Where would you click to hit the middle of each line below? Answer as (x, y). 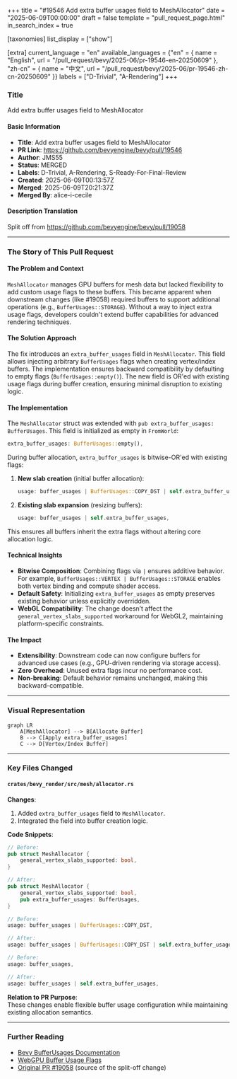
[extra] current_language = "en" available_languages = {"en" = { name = (112, 53)
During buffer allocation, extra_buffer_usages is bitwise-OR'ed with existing (117, 457)
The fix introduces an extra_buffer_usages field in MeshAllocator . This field (116, 354)
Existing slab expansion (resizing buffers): (80, 504)
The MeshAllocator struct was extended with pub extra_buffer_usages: (111, 423)
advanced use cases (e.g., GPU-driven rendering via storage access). (119, 663)
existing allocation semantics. (50, 1012)
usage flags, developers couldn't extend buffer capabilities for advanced (113, 314)
